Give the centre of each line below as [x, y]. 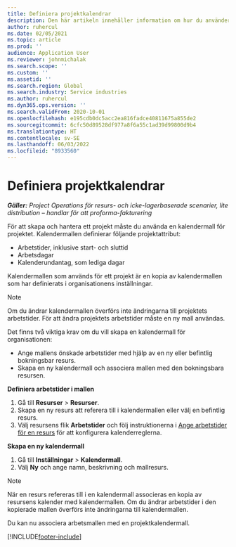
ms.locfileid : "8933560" [44, 151]
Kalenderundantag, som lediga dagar [71, 262]
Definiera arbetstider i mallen [51, 389]
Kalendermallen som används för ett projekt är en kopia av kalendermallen [115, 276]
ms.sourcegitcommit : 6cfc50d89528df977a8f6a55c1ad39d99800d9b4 [102, 125]
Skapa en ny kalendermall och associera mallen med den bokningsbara [121, 368]
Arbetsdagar [35, 255]
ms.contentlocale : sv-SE [44, 138]
